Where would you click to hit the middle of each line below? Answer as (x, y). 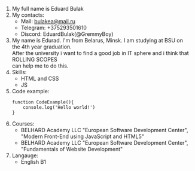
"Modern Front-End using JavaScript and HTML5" (83, 136)
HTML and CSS (40, 78)
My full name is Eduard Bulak (48, 9)
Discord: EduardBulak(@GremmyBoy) (67, 34)
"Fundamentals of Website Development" (72, 149)
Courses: (23, 124)
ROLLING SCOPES (35, 59)
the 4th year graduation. (42, 47)
